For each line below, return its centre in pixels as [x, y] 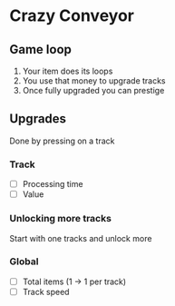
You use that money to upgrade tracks [94, 81]
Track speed [46, 291]
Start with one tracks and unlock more [81, 238]
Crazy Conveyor [72, 16]
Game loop [41, 49]
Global [24, 262]
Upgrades [38, 119]
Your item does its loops [68, 71]
